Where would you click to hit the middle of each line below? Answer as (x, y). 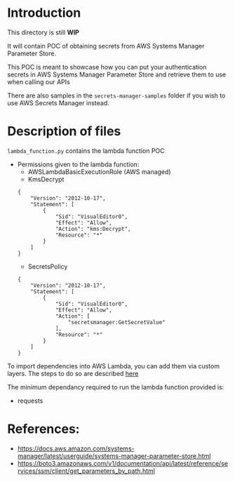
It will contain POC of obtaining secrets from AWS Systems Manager (106, 46)
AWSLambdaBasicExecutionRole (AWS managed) (99, 172)
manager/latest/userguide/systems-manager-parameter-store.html (114, 456)
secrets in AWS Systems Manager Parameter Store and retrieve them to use (117, 74)
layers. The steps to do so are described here (73, 373)
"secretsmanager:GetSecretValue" (117, 322)
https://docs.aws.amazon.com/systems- (76, 448)
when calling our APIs (39, 81)
